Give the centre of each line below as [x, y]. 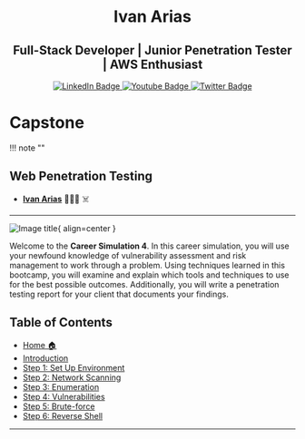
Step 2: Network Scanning [72, 377]
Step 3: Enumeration [61, 386]
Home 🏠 [39, 345]
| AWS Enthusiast [152, 64]
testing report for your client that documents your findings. [119, 294]
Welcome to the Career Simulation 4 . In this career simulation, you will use [149, 246]
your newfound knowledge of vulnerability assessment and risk [128, 255]
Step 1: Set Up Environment [74, 367]
